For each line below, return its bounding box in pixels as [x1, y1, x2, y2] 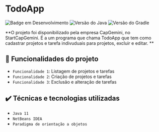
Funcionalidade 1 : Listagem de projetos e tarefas [12, 68, 115, 74]
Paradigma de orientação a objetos [12, 121, 88, 126]
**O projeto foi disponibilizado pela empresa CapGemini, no [5, 29, 131, 35]
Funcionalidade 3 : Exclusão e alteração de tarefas [12, 79, 117, 85]
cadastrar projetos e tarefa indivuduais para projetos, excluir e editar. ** [5, 40, 154, 46]
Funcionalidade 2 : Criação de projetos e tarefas [12, 74, 112, 80]
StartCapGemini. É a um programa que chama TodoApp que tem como [5, 35, 152, 41]
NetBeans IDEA [12, 116, 42, 121]
